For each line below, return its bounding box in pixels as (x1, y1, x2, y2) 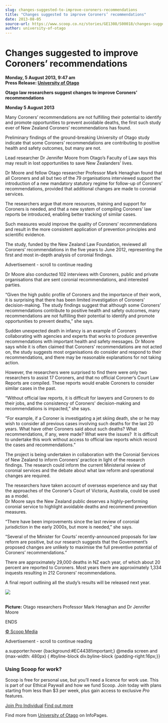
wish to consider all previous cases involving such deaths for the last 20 (5, 421, 154, 427)
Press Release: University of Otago (5, 80, 79, 86)
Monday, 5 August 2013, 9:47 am (5, 74, 75, 80)
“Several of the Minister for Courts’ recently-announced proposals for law (5, 534, 157, 540)
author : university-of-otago (5, 26, 66, 31)
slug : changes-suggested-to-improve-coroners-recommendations (5, 7, 137, 12)
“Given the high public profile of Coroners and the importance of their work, (5, 292, 161, 298)
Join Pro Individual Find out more (5, 703, 73, 709)
